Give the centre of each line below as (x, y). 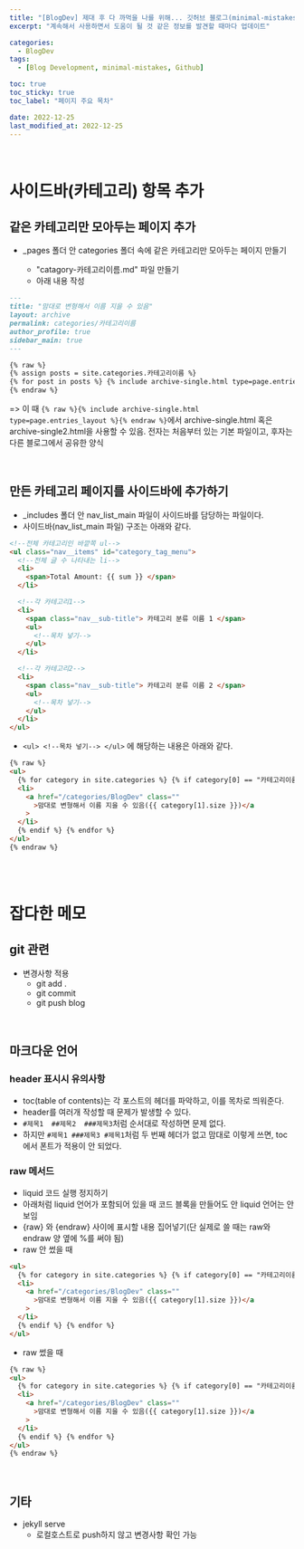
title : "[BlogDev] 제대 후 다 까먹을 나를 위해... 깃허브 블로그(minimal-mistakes (153, 18)
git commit (56, 993)
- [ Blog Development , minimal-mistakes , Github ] (111, 68)
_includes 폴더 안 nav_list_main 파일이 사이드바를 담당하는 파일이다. (143, 515)
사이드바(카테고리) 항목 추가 (107, 191)
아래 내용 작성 (60, 281)
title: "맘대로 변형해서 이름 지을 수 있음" (81, 307)
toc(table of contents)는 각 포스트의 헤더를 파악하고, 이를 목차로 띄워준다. (153, 1100)
